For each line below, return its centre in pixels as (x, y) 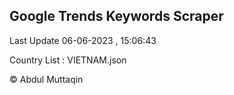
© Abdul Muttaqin (46, 79)
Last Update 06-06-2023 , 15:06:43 (83, 40)
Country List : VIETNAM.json (68, 60)
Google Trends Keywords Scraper (116, 16)
